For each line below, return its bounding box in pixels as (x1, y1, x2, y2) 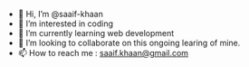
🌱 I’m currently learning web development (17, 28, 175, 38)
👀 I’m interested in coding (17, 18, 114, 29)
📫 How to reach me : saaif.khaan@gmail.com (17, 48, 188, 58)
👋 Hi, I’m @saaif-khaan (17, 9, 104, 19)
